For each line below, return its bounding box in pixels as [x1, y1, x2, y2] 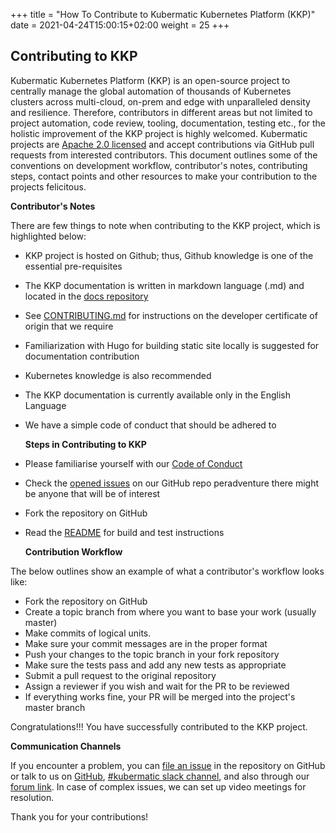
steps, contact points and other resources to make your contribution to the [10, 170, 318, 182]
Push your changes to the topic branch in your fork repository [24, 648, 280, 660]
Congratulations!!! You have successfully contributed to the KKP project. [10, 720, 308, 733]
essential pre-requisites [24, 260, 123, 272]
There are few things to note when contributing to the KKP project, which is [10, 219, 321, 231]
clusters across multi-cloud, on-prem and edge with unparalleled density [10, 95, 311, 108]
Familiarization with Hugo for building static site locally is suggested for [24, 339, 320, 351]
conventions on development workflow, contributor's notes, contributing [10, 159, 308, 171]
